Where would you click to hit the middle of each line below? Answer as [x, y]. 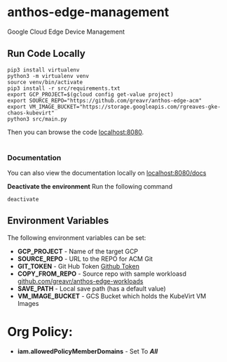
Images [28, 303]
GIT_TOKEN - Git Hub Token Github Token [78, 266]
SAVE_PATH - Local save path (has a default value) [91, 288]
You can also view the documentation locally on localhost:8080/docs [107, 173]
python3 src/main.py [37, 119]
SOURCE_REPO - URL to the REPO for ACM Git [85, 259]
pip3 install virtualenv [43, 70]
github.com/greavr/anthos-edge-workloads [80, 281]
